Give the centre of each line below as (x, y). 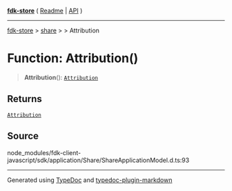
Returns (25, 99)
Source (23, 136)
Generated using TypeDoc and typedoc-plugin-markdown (90, 180)
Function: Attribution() (73, 58)
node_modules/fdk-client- (44, 152)
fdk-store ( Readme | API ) (45, 11)
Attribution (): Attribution (61, 77)
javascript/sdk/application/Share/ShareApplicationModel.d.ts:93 (98, 160)
